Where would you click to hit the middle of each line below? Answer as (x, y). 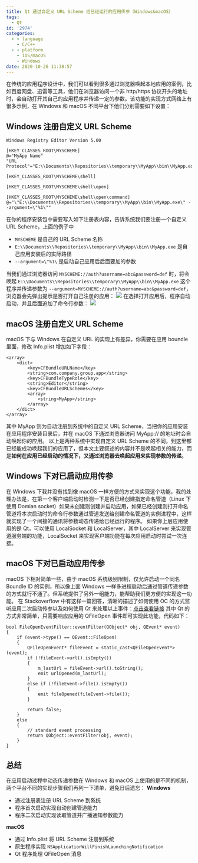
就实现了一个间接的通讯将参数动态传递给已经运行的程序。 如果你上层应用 (95, 521)
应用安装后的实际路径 (46, 254)
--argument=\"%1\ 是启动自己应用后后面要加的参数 (75, 261)
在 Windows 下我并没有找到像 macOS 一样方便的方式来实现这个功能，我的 (96, 491)
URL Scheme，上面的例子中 (40, 227)
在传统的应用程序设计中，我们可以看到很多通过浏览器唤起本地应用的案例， (96, 84)
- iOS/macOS (31, 55)
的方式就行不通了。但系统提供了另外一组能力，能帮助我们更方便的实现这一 (96, 593)
